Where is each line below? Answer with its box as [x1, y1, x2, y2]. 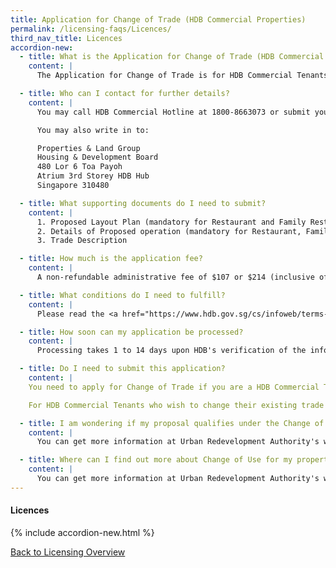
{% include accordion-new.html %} [10, 526, 155, 538]
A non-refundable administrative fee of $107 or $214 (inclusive [36, 272, 315, 282]
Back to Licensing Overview [10, 546, 126, 558]
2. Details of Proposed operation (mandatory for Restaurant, [36, 226, 302, 236]
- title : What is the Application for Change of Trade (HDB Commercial [19, 52, 325, 62]
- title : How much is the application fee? [19, 254, 203, 264]
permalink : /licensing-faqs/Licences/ [10, 24, 172, 34]
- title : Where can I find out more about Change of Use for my [19, 455, 293, 465]
